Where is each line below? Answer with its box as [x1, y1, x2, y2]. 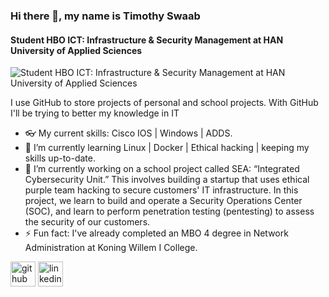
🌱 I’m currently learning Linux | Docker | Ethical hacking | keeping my [24, 142, 310, 154]
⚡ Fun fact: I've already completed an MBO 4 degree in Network [24, 227, 289, 239]
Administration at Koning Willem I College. [24, 242, 198, 254]
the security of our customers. [24, 216, 151, 228]
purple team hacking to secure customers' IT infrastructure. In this [24, 184, 299, 196]
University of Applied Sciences [10, 44, 143, 56]
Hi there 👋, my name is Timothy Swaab [10, 9, 201, 23]
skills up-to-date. [24, 152, 97, 164]
